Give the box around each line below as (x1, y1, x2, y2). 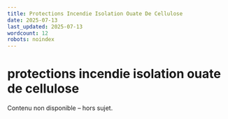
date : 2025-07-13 (7, 17, 58, 24)
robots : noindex (7, 36, 55, 43)
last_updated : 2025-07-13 (7, 23, 83, 30)
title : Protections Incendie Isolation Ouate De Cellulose (7, 10, 183, 17)
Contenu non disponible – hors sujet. (7, 104, 113, 112)
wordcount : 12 (7, 29, 49, 37)
